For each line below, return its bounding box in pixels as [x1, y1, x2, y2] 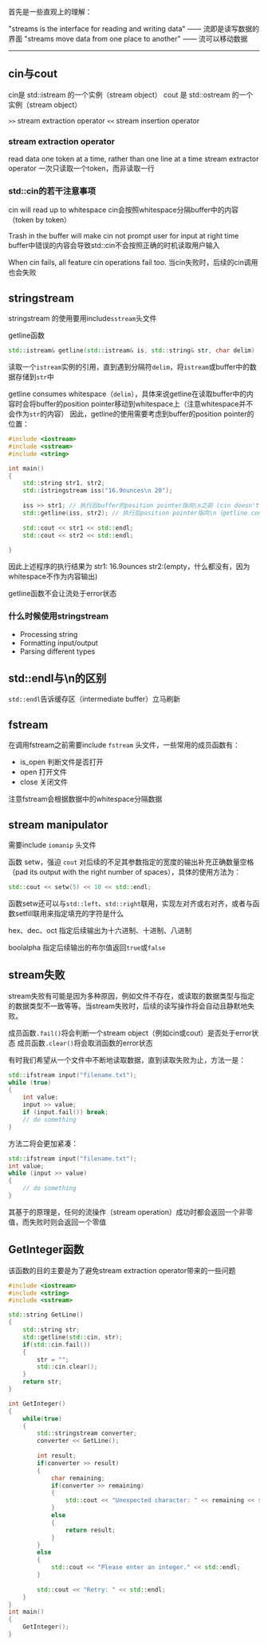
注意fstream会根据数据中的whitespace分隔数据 [8, 795, 163, 804]
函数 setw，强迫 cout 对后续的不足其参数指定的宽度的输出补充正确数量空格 [8, 857, 254, 867]
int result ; [37, 1452, 77, 1460]
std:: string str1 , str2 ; [22, 479, 105, 487]
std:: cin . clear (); [37, 1363, 98, 1371]
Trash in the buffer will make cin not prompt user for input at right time [8, 231, 239, 241]
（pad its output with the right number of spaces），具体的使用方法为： [8, 867, 242, 876]
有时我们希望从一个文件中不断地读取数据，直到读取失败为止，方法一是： [8, 1055, 246, 1064]
